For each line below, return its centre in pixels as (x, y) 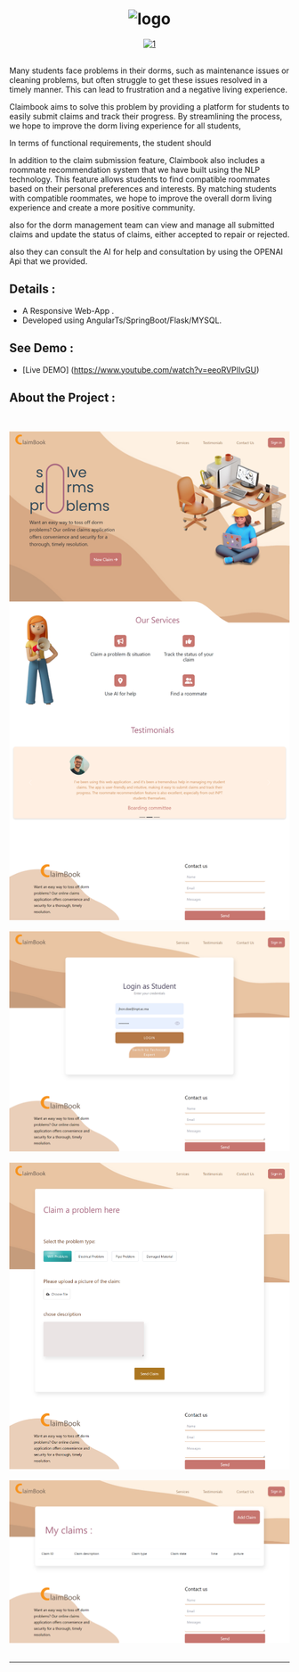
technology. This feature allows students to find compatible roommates (140, 179)
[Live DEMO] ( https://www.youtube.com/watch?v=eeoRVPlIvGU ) (141, 369)
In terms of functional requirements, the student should (110, 143)
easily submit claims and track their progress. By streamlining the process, (146, 116)
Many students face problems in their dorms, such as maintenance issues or (149, 70)
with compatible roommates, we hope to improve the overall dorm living (141, 198)
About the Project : (62, 397)
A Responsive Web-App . (68, 310)
